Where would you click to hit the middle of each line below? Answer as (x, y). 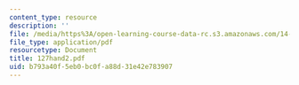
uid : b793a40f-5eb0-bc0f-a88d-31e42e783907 (91, 67)
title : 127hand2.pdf (48, 58)
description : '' (39, 26)
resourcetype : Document (53, 50)
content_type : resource (53, 17)
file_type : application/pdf (61, 42)
